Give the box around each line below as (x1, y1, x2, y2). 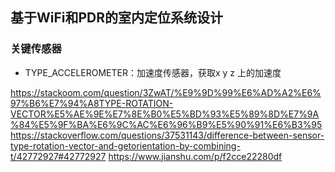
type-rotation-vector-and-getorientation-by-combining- (10, 139, 241, 152)
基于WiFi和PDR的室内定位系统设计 (10, 9, 224, 27)
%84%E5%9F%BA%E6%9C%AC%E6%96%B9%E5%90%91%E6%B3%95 (10, 118, 323, 130)
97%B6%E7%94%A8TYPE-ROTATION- (10, 97, 174, 109)
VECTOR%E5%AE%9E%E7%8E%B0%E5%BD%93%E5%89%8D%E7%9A (10, 108, 320, 120)
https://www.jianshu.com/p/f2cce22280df (108, 150, 283, 162)
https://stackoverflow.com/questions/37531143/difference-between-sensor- (10, 129, 325, 141)
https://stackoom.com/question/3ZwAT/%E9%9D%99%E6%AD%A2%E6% (10, 86, 322, 98)
